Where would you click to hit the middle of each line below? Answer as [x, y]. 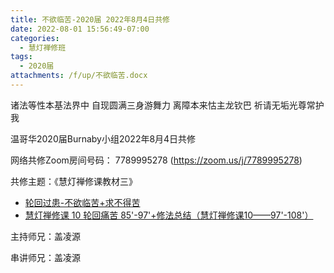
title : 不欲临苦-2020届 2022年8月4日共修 [90, 19]
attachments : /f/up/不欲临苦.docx [79, 76]
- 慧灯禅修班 [43, 47]
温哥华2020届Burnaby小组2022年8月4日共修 [103, 138]
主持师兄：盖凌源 [45, 236]
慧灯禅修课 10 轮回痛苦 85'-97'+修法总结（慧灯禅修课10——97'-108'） [169, 215]
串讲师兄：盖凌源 [45, 257]
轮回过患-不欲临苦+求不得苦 [82, 202]
